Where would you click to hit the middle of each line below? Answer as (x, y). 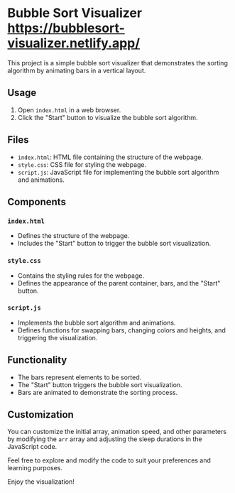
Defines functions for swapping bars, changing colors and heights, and (121, 330)
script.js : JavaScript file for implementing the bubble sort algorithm (118, 172)
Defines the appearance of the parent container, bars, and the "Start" (119, 283)
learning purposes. (35, 468)
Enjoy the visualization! (41, 482)
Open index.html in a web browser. (69, 110)
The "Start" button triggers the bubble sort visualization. (100, 384)
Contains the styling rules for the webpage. (81, 276)
